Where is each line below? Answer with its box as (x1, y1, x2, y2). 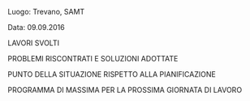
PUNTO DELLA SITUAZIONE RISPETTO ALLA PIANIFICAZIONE (7, 69, 216, 79)
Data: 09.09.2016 (7, 23, 66, 32)
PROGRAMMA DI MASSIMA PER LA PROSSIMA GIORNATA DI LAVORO (7, 85, 243, 95)
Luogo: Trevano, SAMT (7, 7, 85, 16)
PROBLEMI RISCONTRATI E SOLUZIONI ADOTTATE (7, 54, 179, 63)
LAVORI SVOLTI (7, 38, 60, 48)
